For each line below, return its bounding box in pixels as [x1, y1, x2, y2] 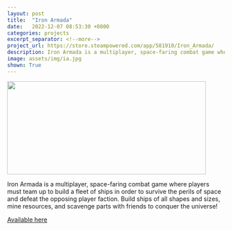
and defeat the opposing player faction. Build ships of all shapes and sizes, [7, 195, 221, 203]
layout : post [7, 10, 45, 17]
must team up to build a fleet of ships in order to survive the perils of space [7, 187, 222, 195]
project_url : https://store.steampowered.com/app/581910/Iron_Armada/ [7, 42, 215, 49]
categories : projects [7, 29, 70, 37]
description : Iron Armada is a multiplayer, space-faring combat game [7, 49, 215, 56]
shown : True [7, 62, 41, 69]
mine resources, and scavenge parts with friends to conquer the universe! [7, 202, 218, 210]
